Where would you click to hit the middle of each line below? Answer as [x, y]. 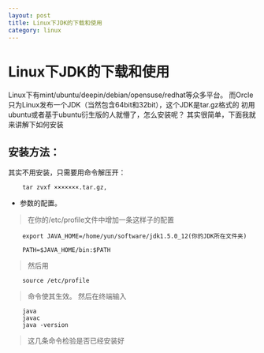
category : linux [35, 30]
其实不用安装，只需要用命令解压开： [67, 173]
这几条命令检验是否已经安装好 [76, 341]
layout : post [30, 15]
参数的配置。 [40, 203]
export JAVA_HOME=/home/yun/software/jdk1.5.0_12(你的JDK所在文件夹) [135, 237]
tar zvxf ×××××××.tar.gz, [65, 188]
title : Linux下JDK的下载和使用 [55, 23]
